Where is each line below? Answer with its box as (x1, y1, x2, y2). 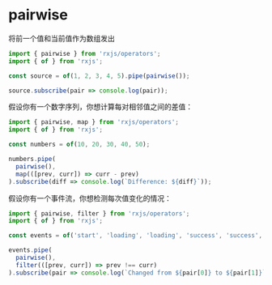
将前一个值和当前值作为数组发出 (8, 33, 115, 43)
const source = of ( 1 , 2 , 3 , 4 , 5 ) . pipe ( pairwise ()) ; (8, 71, 190, 80)
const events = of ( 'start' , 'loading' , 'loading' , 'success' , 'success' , (8, 232, 263, 240)
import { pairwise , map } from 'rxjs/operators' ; (8, 118, 180, 126)
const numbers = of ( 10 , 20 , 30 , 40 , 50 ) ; (8, 140, 151, 149)
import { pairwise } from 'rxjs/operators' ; (8, 49, 161, 57)
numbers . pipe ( (8, 155, 57, 164)
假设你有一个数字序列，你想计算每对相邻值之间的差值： (8, 102, 193, 112)
